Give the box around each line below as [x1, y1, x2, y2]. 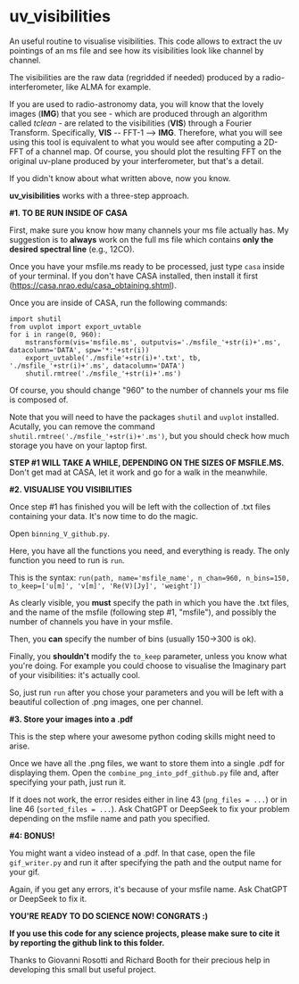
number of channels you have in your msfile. [9, 616, 173, 626]
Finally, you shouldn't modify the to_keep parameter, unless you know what [9, 650, 287, 661]
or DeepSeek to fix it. [9, 893, 87, 904]
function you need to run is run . [9, 555, 125, 566]
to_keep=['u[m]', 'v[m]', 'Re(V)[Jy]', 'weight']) [9, 582, 202, 591]
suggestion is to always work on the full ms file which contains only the [9, 234, 274, 244]
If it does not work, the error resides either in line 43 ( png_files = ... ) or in [9, 794, 287, 805]
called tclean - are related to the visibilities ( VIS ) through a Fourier [9, 118, 253, 128]
